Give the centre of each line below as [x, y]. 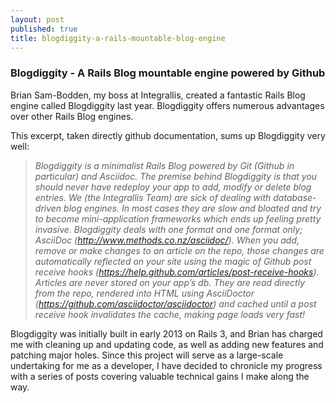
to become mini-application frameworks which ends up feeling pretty [178, 218]
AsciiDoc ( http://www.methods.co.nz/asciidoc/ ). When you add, [167, 240]
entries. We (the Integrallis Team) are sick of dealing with [153, 197]
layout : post [37, 19]
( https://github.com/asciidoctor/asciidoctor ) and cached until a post [175, 303]
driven [48, 208]
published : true [44, 29]
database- [295, 197]
